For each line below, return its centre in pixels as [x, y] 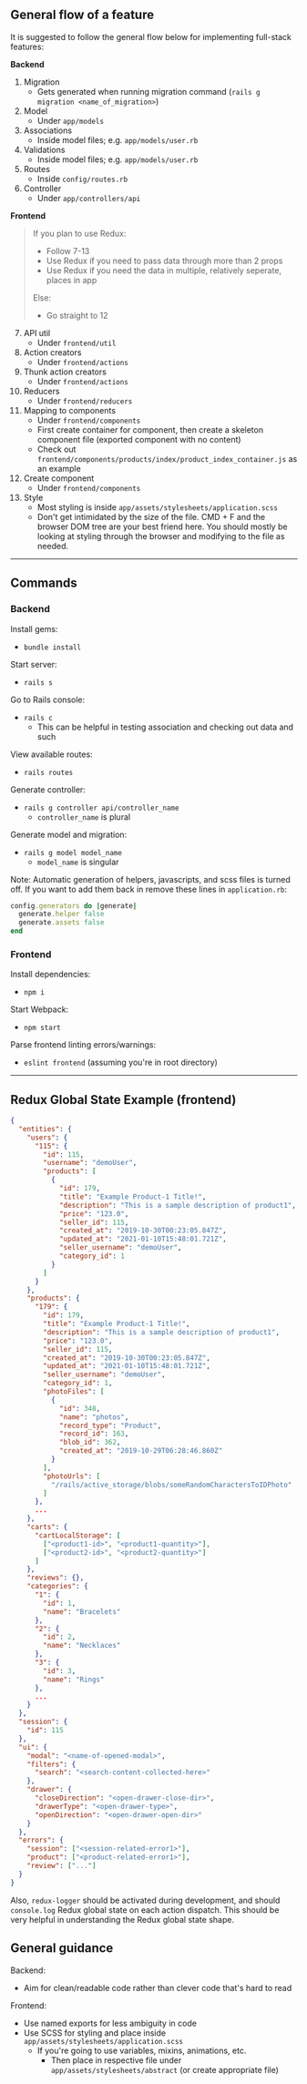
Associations [47, 130]
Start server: [34, 664]
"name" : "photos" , [94, 1417]
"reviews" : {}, [56, 1578]
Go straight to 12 [77, 315]
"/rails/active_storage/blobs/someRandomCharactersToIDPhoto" [171, 1485]
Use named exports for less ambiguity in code [110, 2023]
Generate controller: [48, 789]
